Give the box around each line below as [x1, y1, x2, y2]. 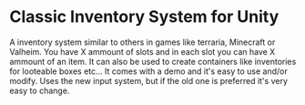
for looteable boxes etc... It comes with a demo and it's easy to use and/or [9, 66, 289, 77]
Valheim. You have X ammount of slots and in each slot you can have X [9, 46, 276, 57]
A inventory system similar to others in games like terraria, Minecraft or [9, 37, 276, 47]
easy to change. [9, 85, 70, 96]
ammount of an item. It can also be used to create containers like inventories [9, 56, 297, 67]
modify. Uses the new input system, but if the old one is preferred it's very [9, 75, 289, 86]
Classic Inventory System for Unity [9, 6, 280, 27]
